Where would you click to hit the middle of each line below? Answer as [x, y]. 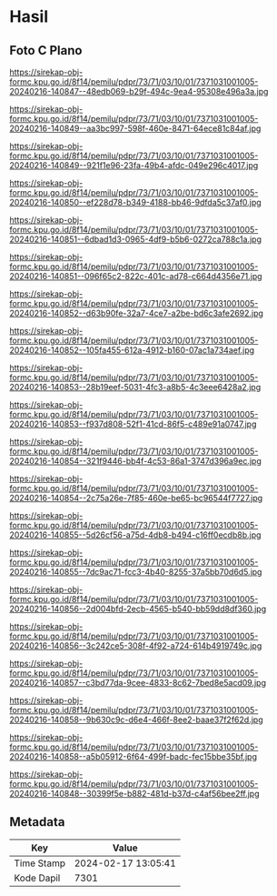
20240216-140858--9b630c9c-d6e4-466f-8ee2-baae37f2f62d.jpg [136, 720]
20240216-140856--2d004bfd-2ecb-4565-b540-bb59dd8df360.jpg [138, 609]
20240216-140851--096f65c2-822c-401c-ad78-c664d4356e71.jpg [136, 276]
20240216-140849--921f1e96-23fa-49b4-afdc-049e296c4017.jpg [134, 165]
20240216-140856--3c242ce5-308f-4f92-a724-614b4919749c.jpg [136, 646]
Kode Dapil [37, 878]
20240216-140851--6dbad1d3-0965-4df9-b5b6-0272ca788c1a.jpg [135, 239]
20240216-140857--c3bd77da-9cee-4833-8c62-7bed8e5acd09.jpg [138, 683]
